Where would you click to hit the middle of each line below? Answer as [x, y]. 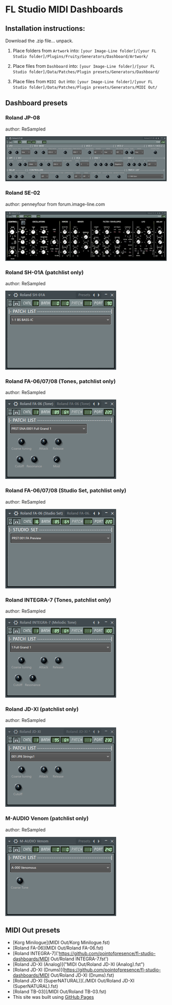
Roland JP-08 [23, 118]
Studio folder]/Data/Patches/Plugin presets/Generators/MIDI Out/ [85, 87]
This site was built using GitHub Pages [53, 997]
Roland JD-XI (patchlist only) [42, 709]
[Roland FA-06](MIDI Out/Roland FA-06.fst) [58, 948]
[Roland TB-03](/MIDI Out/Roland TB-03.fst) [59, 992]
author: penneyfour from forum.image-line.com [55, 204]
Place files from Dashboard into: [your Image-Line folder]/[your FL [84, 66]
